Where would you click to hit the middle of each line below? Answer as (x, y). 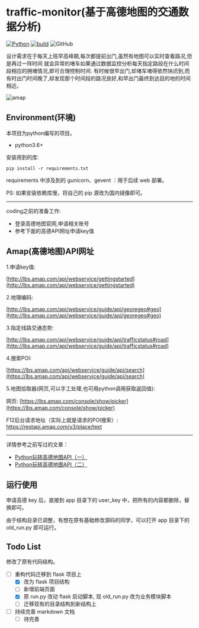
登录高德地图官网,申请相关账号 (52, 224)
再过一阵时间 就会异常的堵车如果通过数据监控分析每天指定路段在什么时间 (100, 63)
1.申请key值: (21, 267)
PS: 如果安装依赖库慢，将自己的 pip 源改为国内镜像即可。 (76, 193)
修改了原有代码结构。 (32, 562)
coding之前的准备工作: (33, 211)
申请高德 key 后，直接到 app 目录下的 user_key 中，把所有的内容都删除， (95, 500)
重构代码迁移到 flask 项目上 (48, 574)
